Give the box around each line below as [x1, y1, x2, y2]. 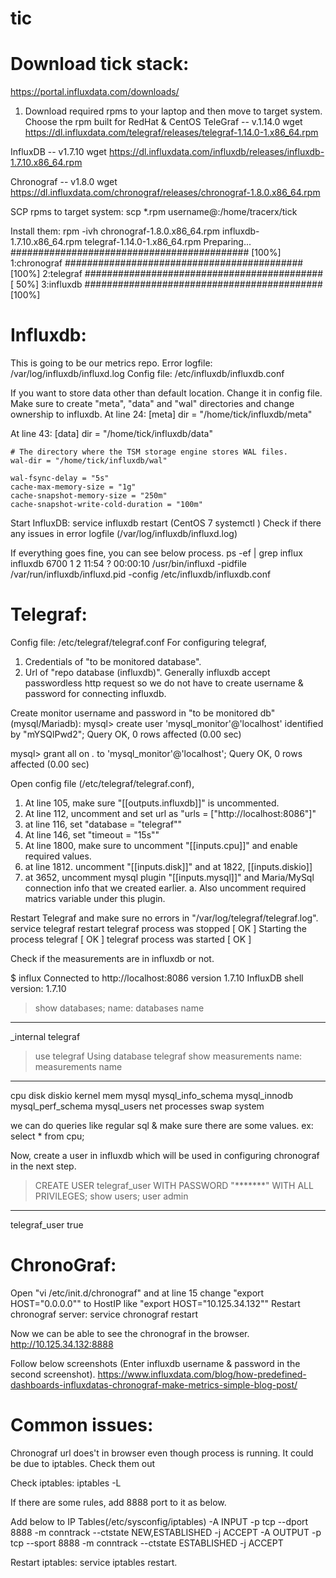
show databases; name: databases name [34, 1002, 205, 1014]
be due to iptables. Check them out [10, 1457, 156, 1469]
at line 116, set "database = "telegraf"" [24, 818, 183, 830]
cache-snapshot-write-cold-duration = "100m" [10, 500, 203, 510]
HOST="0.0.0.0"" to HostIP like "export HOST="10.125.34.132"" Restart [10, 1297, 301, 1309]
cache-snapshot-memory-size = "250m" [10, 491, 168, 501]
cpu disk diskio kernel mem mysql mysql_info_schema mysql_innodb [10, 1090, 293, 1101]
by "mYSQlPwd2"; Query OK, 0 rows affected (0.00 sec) [10, 728, 242, 740]
